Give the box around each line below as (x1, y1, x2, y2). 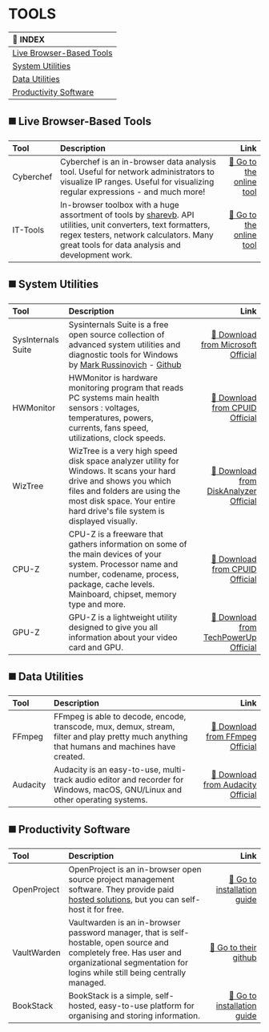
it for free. (86, 904, 124, 915)
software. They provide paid (68, 884, 175, 895)
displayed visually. (68, 515, 138, 526)
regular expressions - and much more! (59, 186, 206, 197)
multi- (163, 764, 187, 775)
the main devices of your (68, 548, 162, 560)
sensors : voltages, (68, 402, 140, 413)
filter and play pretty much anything (53, 731, 188, 743)
